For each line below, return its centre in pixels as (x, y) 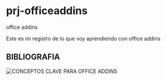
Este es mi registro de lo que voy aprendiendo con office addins (83, 38)
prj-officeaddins (47, 11)
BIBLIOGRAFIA (33, 57)
